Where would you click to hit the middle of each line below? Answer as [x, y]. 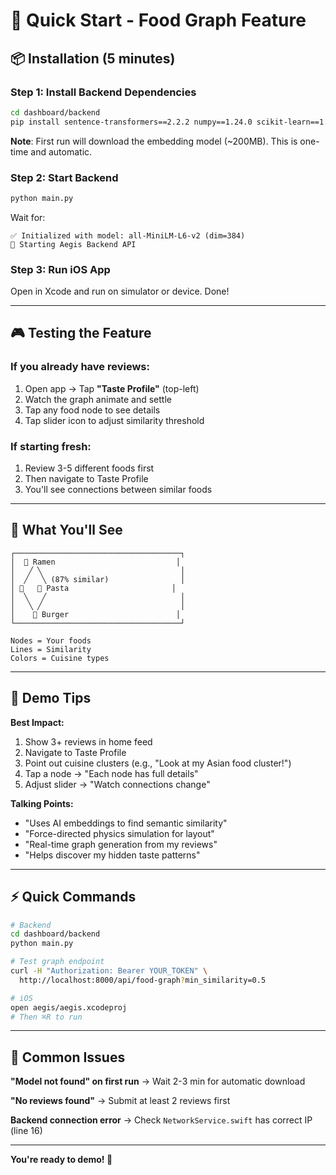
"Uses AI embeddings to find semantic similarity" [126, 823]
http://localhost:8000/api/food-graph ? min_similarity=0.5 [143, 980]
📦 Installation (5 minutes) [93, 58]
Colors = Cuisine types [60, 658]
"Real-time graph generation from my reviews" [121, 844]
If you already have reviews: [80, 367]
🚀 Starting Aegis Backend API [73, 244]
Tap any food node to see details [92, 410]
